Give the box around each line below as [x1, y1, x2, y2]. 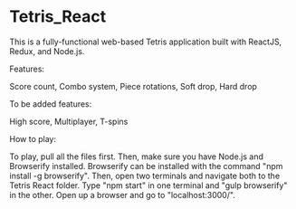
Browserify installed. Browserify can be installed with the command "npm [9, 160, 283, 171]
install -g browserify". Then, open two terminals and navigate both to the [9, 170, 281, 181]
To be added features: [9, 98, 92, 109]
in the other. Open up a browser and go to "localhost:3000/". [9, 189, 235, 200]
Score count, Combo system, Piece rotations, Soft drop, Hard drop [9, 81, 258, 91]
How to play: [9, 133, 57, 144]
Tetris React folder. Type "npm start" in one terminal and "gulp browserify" [9, 179, 288, 191]
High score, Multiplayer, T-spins [9, 116, 129, 127]
